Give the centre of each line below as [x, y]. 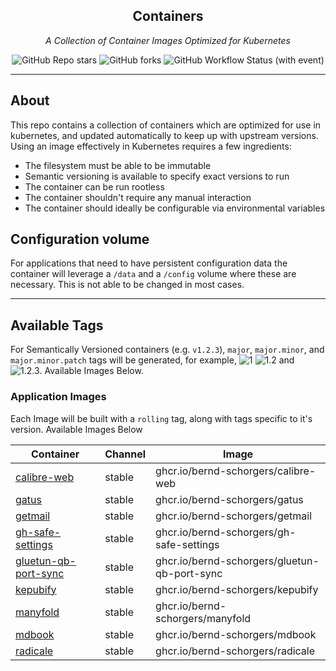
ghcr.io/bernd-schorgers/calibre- [236, 471]
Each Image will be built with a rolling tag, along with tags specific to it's [161, 418]
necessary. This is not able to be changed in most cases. [127, 285]
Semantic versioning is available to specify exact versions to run [157, 176]
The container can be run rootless [94, 186]
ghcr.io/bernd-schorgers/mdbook [236, 634]
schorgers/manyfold [203, 618]
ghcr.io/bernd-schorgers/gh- [226, 532]
